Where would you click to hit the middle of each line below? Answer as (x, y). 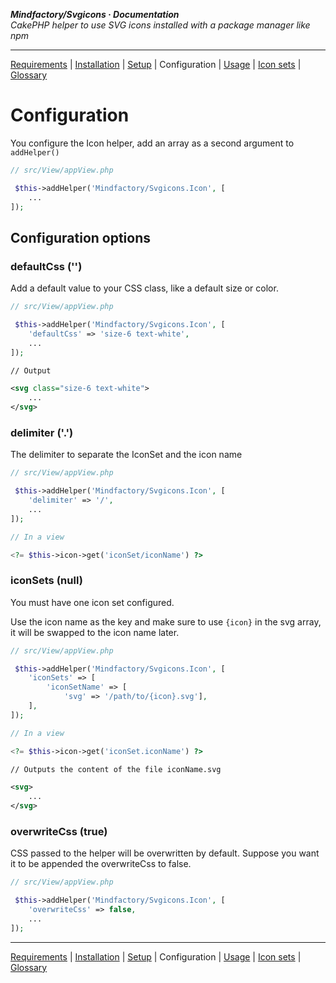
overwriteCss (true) (59, 832)
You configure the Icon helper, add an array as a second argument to (152, 143)
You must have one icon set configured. (92, 602)
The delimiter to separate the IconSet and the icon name (126, 455)
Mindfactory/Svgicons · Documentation (95, 14)
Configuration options (81, 237)
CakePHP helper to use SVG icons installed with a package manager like (160, 25)
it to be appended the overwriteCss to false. (101, 864)
